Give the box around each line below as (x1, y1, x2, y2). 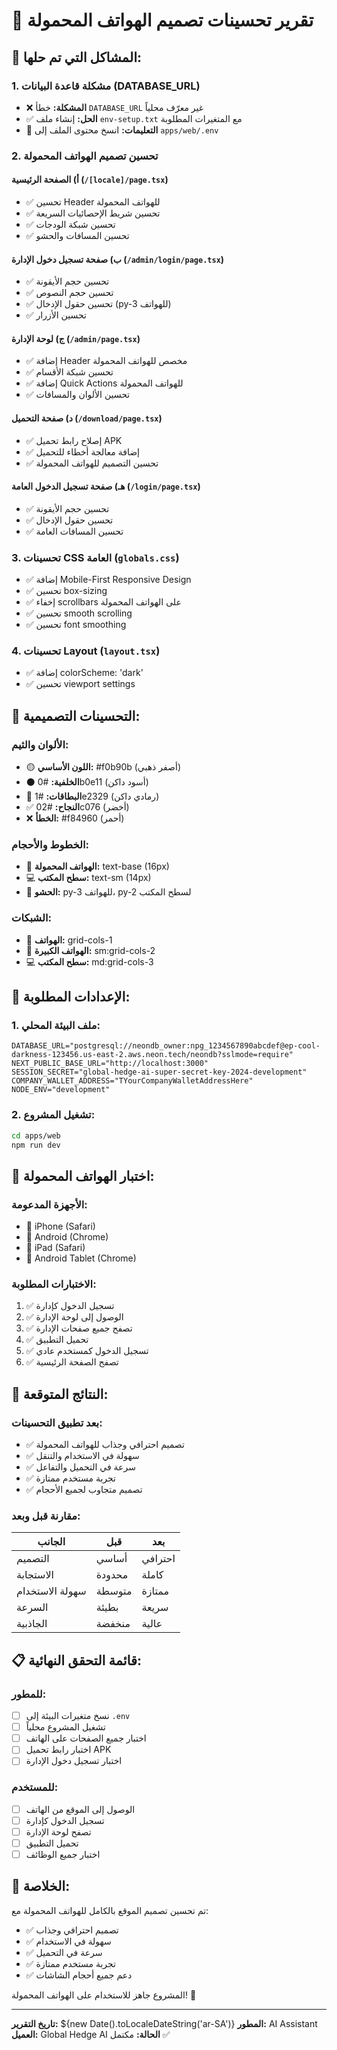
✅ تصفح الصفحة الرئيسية (25, 1356, 119, 1368)
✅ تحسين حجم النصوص (25, 287, 114, 299)
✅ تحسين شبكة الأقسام (25, 366, 114, 378)
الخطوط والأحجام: (11, 838, 89, 852)
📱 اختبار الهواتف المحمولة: (11, 1167, 155, 1184)
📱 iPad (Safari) (25, 1242, 86, 1254)
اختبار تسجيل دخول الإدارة (25, 1755, 123, 1767)
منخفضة (95, 1617, 131, 1631)
